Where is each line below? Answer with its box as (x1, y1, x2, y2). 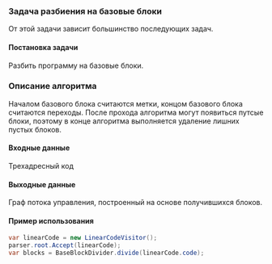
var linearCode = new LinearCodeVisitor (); (8, 234, 158, 242)
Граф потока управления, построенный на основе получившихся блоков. (8, 198, 263, 207)
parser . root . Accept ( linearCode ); (8, 241, 121, 249)
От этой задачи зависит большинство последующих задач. (8, 24, 214, 34)
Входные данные (8, 143, 70, 153)
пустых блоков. (8, 124, 62, 134)
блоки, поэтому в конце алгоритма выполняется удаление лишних (8, 115, 240, 126)
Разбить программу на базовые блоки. (8, 61, 144, 70)
